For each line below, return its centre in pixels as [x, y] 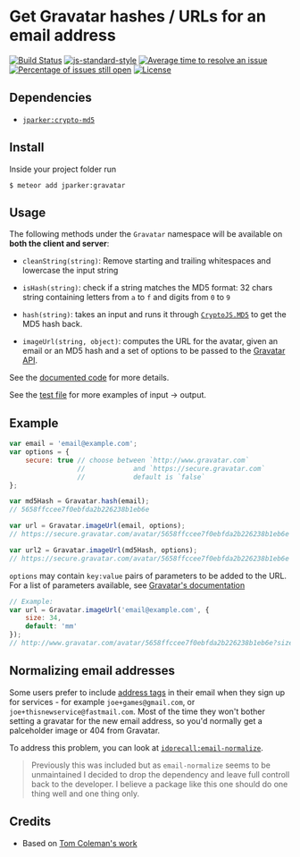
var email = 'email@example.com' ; [74, 444]
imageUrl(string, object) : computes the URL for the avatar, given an [150, 341]
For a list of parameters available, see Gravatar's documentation [127, 585]
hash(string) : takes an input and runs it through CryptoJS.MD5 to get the [154, 315]
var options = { [39, 452]
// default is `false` [141, 477]
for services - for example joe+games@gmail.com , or [102, 702]
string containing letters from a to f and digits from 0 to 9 [126, 298]
